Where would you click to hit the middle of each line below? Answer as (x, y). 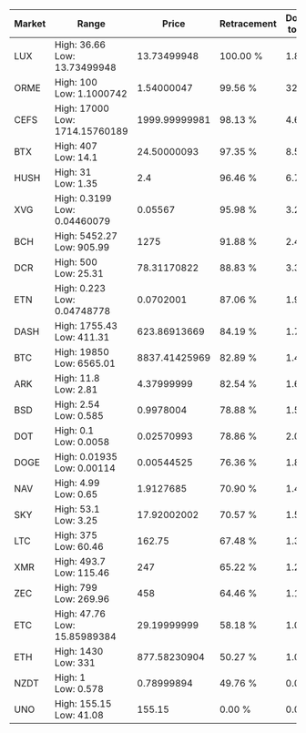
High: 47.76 (80, 614)
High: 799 (76, 588)
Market (30, 24)
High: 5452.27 (86, 236)
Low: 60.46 (79, 547)
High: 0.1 (74, 430)
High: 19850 (82, 352)
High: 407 (76, 146)
